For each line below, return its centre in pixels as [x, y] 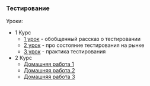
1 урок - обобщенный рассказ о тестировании [82, 39]
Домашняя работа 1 [49, 64]
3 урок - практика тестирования [65, 52]
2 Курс [23, 58]
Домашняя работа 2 [49, 71]
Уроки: [15, 21]
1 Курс [23, 33]
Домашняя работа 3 [49, 77]
